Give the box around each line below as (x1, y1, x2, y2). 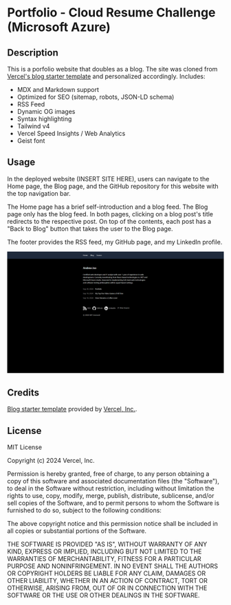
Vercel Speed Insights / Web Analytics (16, 129, 126, 137)
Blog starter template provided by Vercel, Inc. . (7, 405, 137, 413)
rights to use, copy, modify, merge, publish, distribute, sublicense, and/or (7, 491, 214, 499)
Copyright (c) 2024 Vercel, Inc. (7, 456, 95, 464)
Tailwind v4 (16, 122, 50, 130)
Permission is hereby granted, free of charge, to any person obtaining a (7, 469, 210, 478)
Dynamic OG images (16, 108, 76, 115)
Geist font (16, 137, 45, 145)
